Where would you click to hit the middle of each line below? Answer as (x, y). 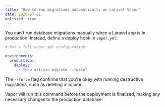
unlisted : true (21, 19)
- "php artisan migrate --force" (53, 70)
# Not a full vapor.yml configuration (45, 47)
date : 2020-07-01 (23, 14)
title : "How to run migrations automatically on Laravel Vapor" (73, 10)
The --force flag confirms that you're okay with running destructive (74, 79)
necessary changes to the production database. (54, 99)
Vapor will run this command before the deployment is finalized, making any (82, 94)
